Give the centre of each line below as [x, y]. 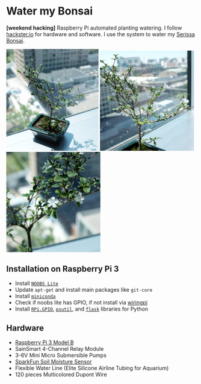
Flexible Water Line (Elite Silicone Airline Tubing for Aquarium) [92, 368]
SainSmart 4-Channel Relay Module [59, 349]
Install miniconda [35, 296]
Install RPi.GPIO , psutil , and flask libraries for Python [82, 309]
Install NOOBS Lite [37, 283]
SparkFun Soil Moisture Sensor [53, 362]
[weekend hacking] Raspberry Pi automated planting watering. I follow [94, 28]
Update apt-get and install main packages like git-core [84, 290]
